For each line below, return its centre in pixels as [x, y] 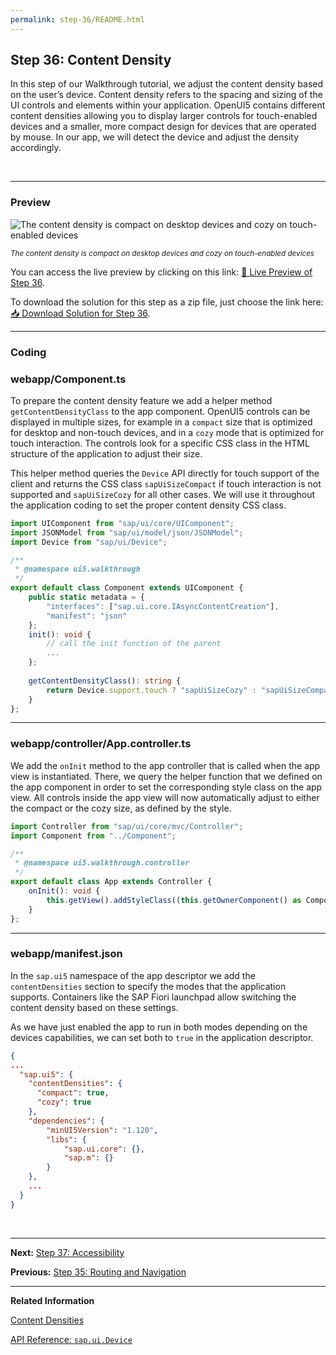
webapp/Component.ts [68, 379]
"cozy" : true [64, 1102]
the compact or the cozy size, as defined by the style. [121, 808]
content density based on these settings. [94, 1007]
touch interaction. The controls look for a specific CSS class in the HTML [160, 443]
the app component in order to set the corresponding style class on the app [166, 787]
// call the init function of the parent [134, 644]
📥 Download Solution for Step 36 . [80, 313]
